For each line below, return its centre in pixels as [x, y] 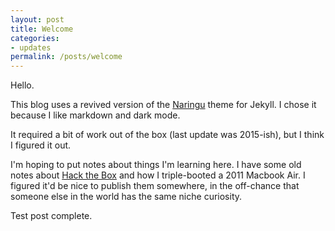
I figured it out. [41, 145]
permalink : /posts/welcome [66, 57]
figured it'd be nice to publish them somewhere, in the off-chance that [155, 186]
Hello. [22, 85]
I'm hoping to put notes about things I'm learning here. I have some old [156, 165]
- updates [31, 47]
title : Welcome [42, 29]
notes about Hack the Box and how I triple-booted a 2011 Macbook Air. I [158, 175]
